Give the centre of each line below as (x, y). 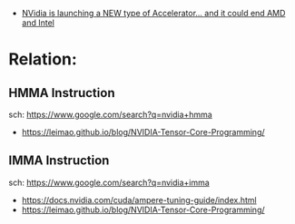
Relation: (43, 59)
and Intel (38, 23)
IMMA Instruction (59, 161)
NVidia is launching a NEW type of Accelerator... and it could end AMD (153, 13)
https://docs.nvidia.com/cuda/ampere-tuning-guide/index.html (139, 200)
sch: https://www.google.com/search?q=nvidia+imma (109, 182)
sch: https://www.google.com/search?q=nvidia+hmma (110, 114)
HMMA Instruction (62, 93)
